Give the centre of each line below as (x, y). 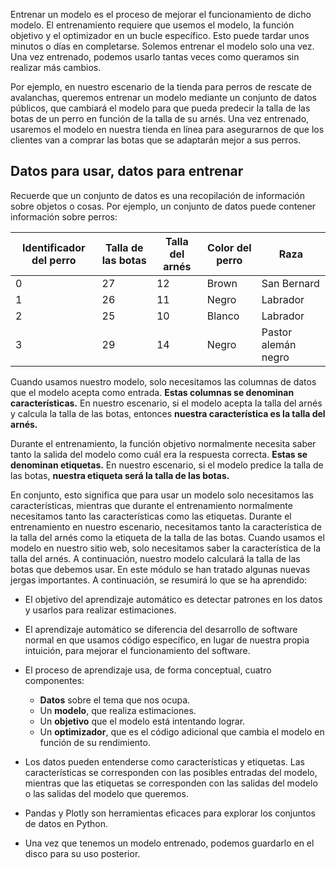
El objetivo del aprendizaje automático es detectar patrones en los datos (173, 599)
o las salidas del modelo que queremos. (106, 793)
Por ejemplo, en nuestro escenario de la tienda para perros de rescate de (161, 87)
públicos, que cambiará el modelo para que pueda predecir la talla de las (160, 108)
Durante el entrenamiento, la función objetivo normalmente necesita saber (163, 443)
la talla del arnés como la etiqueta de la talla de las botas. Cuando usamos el (167, 537)
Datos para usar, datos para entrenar (127, 171)
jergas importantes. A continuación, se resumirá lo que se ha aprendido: (159, 580)
